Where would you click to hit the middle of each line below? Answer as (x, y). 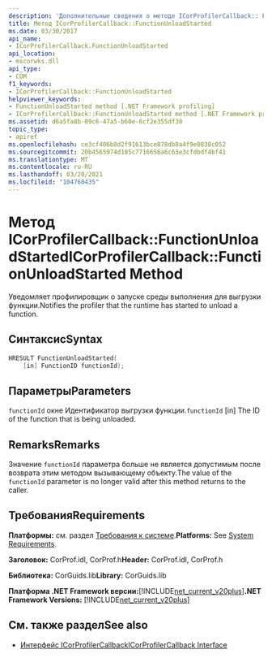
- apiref (23, 136)
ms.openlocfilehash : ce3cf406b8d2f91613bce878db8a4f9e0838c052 (117, 144)
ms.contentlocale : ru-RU (50, 167)
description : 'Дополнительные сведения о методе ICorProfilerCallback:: (134, 16)
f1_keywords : (30, 84)
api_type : (25, 69)
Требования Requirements (77, 515)
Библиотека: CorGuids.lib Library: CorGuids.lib (87, 575)
